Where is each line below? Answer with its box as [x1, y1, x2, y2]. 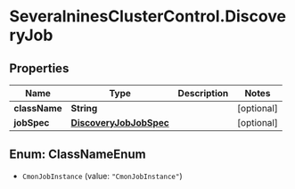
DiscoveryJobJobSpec [70, 117, 169, 128]
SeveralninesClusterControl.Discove [9, 6, 287, 27]
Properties [9, 61, 70, 76]
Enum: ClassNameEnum [9, 147, 146, 162]
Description [177, 87, 229, 99]
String [70, 103, 98, 114]
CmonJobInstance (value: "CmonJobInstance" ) [21, 170, 183, 181]
